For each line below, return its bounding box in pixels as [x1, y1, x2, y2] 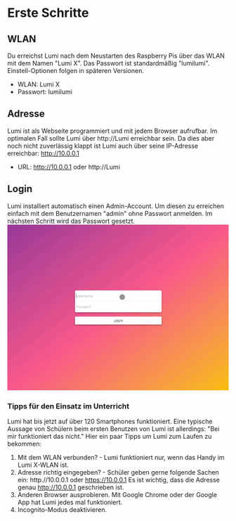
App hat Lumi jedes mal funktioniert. [17, 498, 123, 506]
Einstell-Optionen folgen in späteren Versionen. [7, 67, 144, 75]
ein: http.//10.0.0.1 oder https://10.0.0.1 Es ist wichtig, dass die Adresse [17, 475, 220, 484]
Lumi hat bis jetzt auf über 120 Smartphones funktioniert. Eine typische [7, 417, 213, 425]
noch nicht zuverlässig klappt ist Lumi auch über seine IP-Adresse [7, 141, 199, 150]
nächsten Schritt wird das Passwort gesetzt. [7, 217, 136, 225]
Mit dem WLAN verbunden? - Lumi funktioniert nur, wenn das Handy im [17, 453, 225, 461]
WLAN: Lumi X [17, 80, 60, 89]
